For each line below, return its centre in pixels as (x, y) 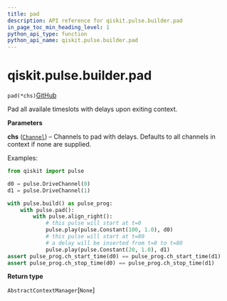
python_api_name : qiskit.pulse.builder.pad (73, 41)
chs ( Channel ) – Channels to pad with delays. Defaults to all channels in (111, 137)
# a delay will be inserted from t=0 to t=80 (114, 243)
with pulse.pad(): (47, 210)
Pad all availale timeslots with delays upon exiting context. (93, 109)
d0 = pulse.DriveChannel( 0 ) (49, 184)
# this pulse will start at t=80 (95, 237)
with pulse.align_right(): (73, 217)
